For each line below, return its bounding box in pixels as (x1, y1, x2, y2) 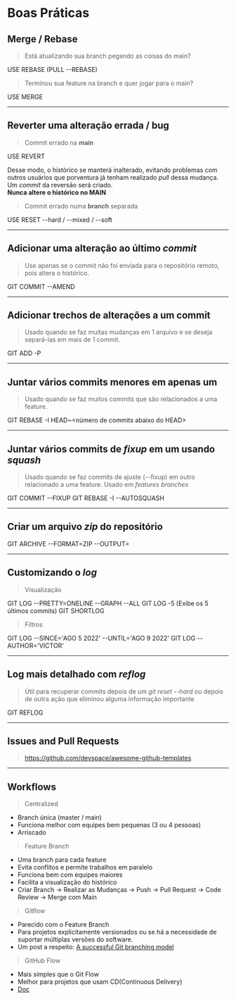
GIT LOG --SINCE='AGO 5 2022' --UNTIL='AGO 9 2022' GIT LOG (7, 634, 196, 642)
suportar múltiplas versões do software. (17, 935, 133, 944)
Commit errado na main (24, 138, 94, 147)
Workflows (7, 781, 56, 793)
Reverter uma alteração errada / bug (7, 120, 170, 132)
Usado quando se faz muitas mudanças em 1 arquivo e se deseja (24, 328, 213, 336)
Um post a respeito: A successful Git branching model (17, 943, 174, 951)
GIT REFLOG (7, 708, 44, 717)
